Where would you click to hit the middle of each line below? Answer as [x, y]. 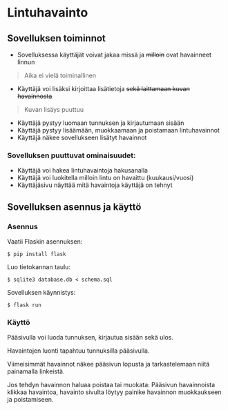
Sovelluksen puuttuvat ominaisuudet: [72, 155]
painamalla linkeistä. [36, 371]
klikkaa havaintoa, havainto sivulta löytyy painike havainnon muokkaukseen [115, 392]
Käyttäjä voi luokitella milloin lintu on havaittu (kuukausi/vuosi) [105, 178]
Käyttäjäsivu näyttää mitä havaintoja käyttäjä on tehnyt [95, 185]
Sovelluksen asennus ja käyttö [74, 207]
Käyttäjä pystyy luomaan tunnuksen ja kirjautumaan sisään [101, 123]
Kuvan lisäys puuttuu [54, 109]
